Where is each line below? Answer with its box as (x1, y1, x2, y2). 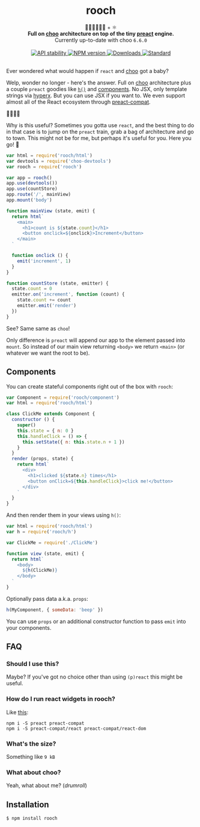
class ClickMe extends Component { (6, 411, 95, 417)
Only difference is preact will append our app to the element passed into (6, 336, 186, 344)
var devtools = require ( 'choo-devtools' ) (6, 158, 112, 164)
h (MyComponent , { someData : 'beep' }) (6, 607, 103, 613)
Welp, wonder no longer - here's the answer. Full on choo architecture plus (6, 79, 192, 86)
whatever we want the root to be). (6, 349, 90, 356)
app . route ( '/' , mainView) (6, 191, 71, 198)
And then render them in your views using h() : (6, 512, 121, 519)
